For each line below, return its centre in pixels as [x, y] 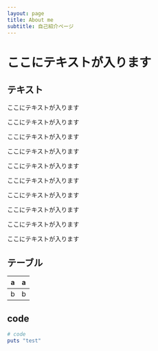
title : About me [30, 20]
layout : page [26, 13]
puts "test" [24, 341]
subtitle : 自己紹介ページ [41, 26]
